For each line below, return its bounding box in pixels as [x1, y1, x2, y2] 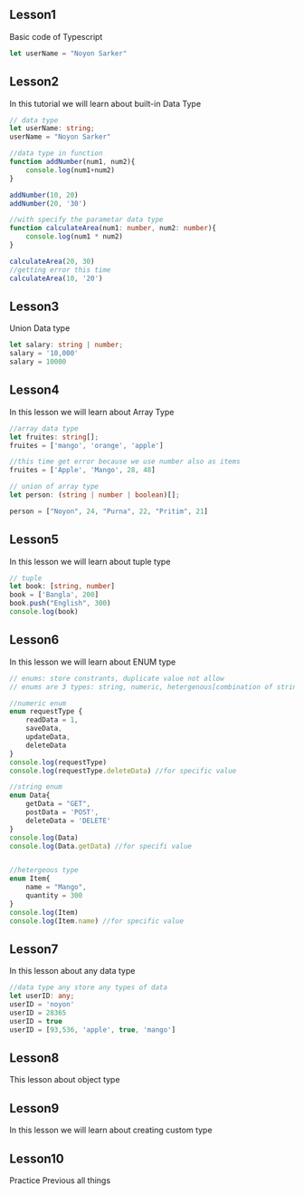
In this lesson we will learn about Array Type [9, 406, 175, 417]
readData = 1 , [25, 715, 79, 724]
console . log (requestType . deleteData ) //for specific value [9, 766, 237, 775]
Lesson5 [9, 532, 59, 548]
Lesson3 [9, 298, 60, 314]
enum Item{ [9, 874, 51, 883]
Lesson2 [9, 74, 60, 90]
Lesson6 [9, 632, 60, 647]
